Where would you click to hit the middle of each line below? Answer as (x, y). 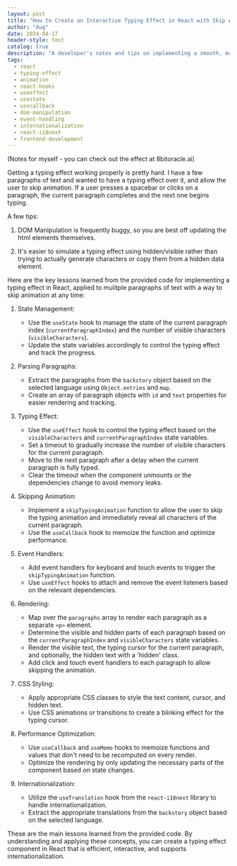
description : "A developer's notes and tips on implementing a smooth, (115, 54)
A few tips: (23, 216)
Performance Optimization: (57, 734)
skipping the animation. (62, 670)
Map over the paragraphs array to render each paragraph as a (117, 618)
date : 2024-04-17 (33, 34)
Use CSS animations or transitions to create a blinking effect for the (126, 712)
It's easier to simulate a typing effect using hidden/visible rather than (117, 251)
